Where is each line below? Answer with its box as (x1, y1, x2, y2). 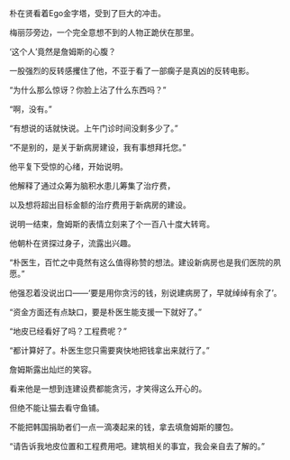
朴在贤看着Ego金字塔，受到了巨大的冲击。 (9, 8, 167, 18)
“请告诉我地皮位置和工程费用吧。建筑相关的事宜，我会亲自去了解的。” (9, 441, 266, 451)
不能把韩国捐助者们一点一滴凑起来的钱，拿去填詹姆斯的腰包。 (9, 422, 239, 432)
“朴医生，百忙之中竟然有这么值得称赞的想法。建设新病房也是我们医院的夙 (9, 257, 282, 268)
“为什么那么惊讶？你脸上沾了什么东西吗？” (9, 85, 167, 95)
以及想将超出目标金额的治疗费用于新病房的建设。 (9, 199, 191, 210)
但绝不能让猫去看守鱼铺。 (9, 402, 104, 413)
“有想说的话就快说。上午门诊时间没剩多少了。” (9, 123, 178, 133)
